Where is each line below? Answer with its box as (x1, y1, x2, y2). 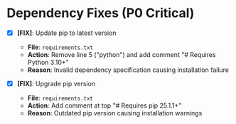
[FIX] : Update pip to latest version (16, 29, 117, 37)
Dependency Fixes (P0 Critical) (6, 5, 195, 21)
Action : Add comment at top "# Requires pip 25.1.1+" (27, 101, 182, 110)
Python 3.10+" (27, 58, 69, 66)
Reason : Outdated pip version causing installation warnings (27, 109, 203, 118)
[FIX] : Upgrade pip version (16, 80, 96, 88)
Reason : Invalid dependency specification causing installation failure (27, 66, 229, 74)
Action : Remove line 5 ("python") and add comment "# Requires (27, 51, 216, 58)
